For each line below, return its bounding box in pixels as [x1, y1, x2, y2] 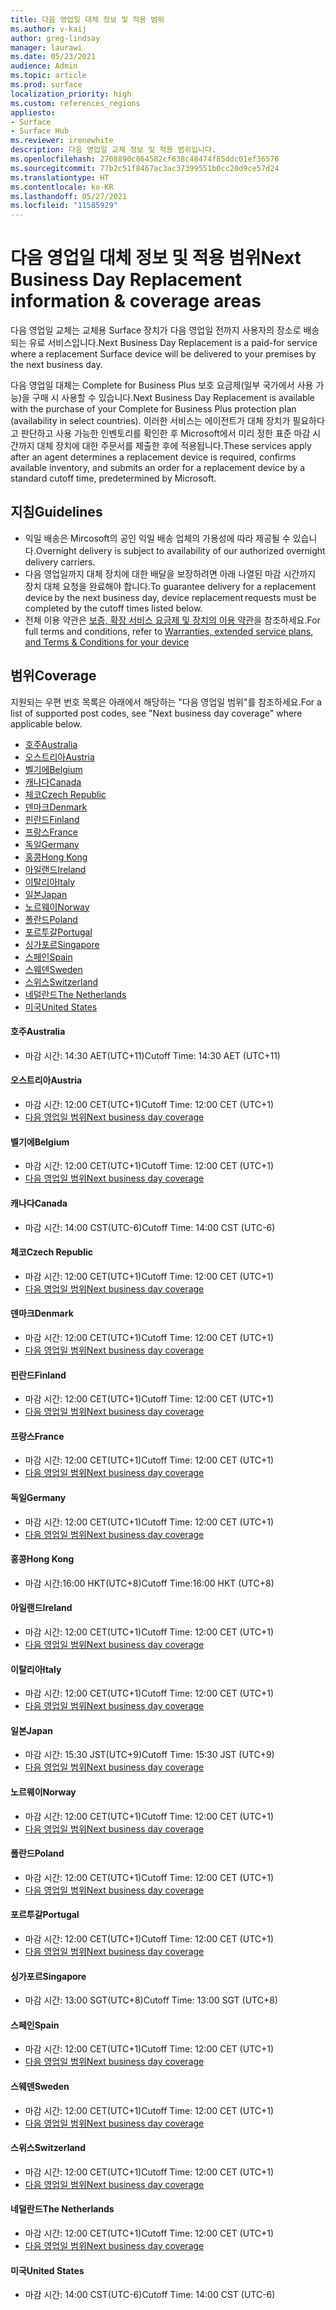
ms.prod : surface [10, 80, 83, 90]
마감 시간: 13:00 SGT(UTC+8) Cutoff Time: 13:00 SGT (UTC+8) [24, 1994, 278, 2006]
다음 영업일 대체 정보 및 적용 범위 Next [10, 247, 302, 270]
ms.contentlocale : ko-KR [10, 182, 114, 192]
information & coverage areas [10, 290, 262, 313]
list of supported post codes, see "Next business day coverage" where [10, 707, 303, 719]
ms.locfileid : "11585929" [10, 201, 118, 211]
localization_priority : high [10, 89, 132, 99]
